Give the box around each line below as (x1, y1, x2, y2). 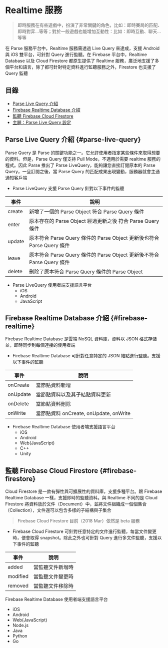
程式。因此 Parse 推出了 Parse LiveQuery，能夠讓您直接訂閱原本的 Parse (5, 162, 156, 168)
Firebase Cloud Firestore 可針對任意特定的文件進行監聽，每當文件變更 (12, 528, 156, 534)
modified (7, 573, 29, 580)
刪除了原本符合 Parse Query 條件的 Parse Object (29, 268, 143, 275)
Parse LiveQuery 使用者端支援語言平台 (12, 282, 92, 288)
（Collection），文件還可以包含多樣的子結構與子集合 (5, 507, 111, 513)
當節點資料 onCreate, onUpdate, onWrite (35, 410, 131, 417)
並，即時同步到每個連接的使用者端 (5, 342, 75, 348)
